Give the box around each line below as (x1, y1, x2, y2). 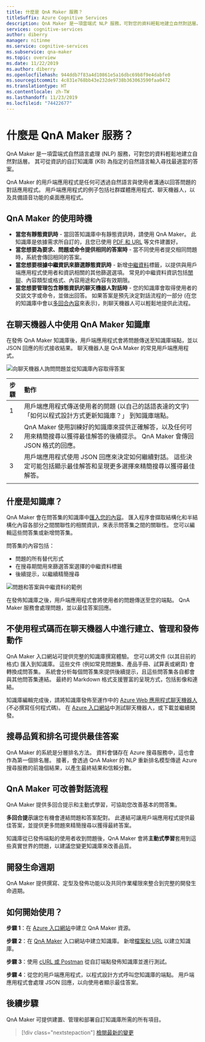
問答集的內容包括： (6, 542, 55, 549)
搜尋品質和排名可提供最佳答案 (6, 731, 119, 742)
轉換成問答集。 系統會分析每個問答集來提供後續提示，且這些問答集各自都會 (6, 667, 195, 675)
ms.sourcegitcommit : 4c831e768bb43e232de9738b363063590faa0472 (6, 77, 171, 83)
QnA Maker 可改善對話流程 (6, 784, 109, 794)
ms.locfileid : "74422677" (6, 100, 72, 106)
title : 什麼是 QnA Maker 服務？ (6, 9, 84, 15)
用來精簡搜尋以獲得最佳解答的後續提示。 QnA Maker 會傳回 (24, 432, 194, 441)
